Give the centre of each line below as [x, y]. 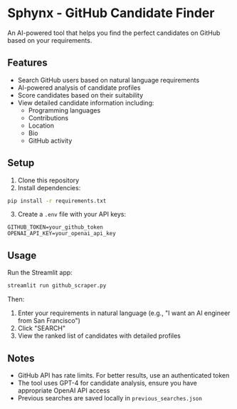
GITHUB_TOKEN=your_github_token [55, 227]
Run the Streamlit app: [40, 273]
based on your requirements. [50, 40]
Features [27, 63]
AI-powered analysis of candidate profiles [79, 88]
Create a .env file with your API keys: [72, 214]
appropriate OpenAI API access [64, 390]
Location [41, 125]
